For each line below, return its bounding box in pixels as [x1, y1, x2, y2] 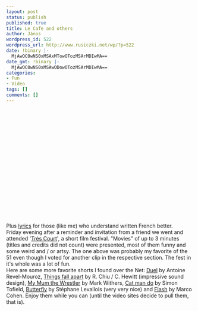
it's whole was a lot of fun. [6, 260, 71, 267]
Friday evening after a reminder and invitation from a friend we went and [6, 228, 184, 236]
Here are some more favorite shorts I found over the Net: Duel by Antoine [6, 266, 186, 273]
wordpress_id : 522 [6, 36, 52, 42]
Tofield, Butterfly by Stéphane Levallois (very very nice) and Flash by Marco [6, 285, 192, 292]
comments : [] [6, 92, 39, 98]
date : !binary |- [6, 48, 49, 54]
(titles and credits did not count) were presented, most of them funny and [6, 241, 186, 248]
